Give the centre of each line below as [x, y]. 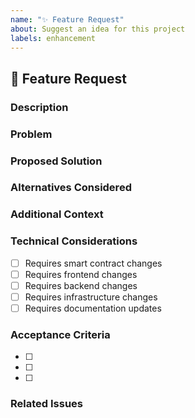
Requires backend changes [81, 285]
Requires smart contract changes [93, 263]
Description [39, 107]
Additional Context [57, 214]
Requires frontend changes [81, 274]
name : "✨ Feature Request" [67, 19]
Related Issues [46, 404]
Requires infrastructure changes [91, 297]
